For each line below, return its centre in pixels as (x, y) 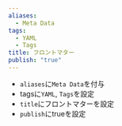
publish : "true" (35, 61)
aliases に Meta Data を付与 (62, 84)
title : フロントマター (42, 53)
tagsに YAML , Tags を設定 (57, 93)
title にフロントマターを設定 (67, 104)
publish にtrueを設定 (53, 113)
